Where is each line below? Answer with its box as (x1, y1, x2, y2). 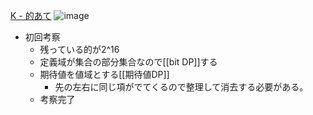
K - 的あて (10, 10, 52, 21)
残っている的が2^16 (39, 44, 120, 55)
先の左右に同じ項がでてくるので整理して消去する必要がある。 (54, 81, 309, 93)
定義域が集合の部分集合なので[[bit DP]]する (39, 56, 218, 68)
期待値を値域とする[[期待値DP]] (39, 69, 170, 80)
